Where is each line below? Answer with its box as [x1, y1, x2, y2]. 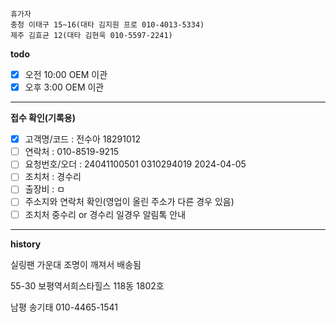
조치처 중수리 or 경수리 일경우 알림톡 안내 [24, 208, 187, 220]
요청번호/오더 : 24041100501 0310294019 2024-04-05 [24, 158, 247, 170]
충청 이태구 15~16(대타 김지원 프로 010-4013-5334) [10, 20, 205, 30]
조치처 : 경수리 [24, 171, 82, 183]
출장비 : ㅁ [24, 183, 66, 195]
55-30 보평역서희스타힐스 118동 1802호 [10, 279, 165, 292]
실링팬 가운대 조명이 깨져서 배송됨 [10, 258, 142, 270]
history [10, 238, 42, 250]
